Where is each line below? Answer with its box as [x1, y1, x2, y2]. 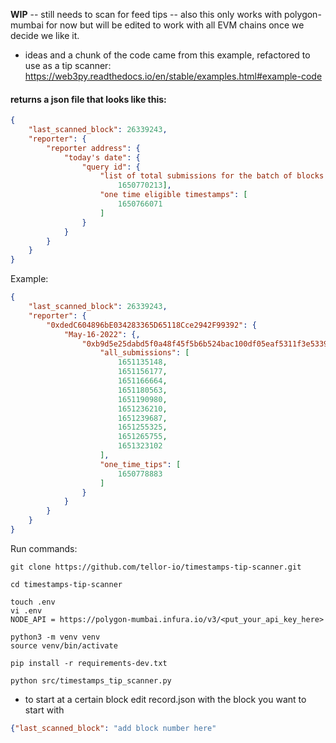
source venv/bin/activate [10, 640, 118, 651]
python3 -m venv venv [10, 632, 101, 642]
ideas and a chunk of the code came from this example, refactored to [24, 49, 311, 61]
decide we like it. [10, 30, 80, 41]
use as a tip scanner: [24, 60, 112, 71]
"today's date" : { [63, 152, 141, 163]
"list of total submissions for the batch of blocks [99, 171, 325, 181]
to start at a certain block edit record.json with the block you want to [24, 693, 307, 705]
